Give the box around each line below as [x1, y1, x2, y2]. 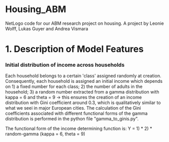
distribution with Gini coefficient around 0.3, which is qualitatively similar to [5, 100, 161, 106]
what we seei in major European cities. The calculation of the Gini [5, 105, 141, 111]
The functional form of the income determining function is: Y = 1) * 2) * [5, 125, 152, 132]
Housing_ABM [5, 4, 67, 15]
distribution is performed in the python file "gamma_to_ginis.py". [5, 116, 139, 122]
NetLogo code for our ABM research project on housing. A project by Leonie [5, 20, 164, 26]
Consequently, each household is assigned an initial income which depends [5, 78, 163, 84]
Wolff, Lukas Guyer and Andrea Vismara [5, 25, 88, 31]
